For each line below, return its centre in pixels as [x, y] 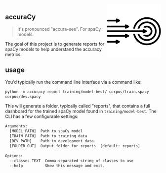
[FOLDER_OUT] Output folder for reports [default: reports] [75, 146]
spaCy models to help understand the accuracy [54, 49]
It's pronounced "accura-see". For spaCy [59, 29]
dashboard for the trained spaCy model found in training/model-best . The [81, 111]
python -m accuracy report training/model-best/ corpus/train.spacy [77, 92]
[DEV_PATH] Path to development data [52, 141]
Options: [14, 156]
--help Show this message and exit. [57, 166]
